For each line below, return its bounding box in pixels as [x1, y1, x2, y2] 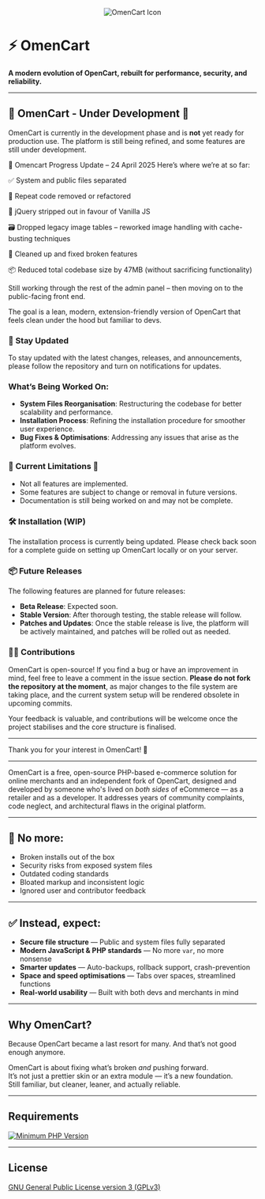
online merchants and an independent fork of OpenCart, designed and [8, 776, 237, 785]
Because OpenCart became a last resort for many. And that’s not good [8, 1038, 237, 1048]
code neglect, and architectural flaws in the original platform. [8, 801, 207, 811]
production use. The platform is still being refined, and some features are [8, 136, 246, 146]
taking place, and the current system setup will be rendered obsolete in [8, 690, 240, 699]
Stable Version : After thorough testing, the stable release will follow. [19, 610, 242, 620]
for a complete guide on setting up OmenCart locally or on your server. [8, 545, 238, 554]
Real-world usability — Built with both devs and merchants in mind [19, 988, 239, 997]
